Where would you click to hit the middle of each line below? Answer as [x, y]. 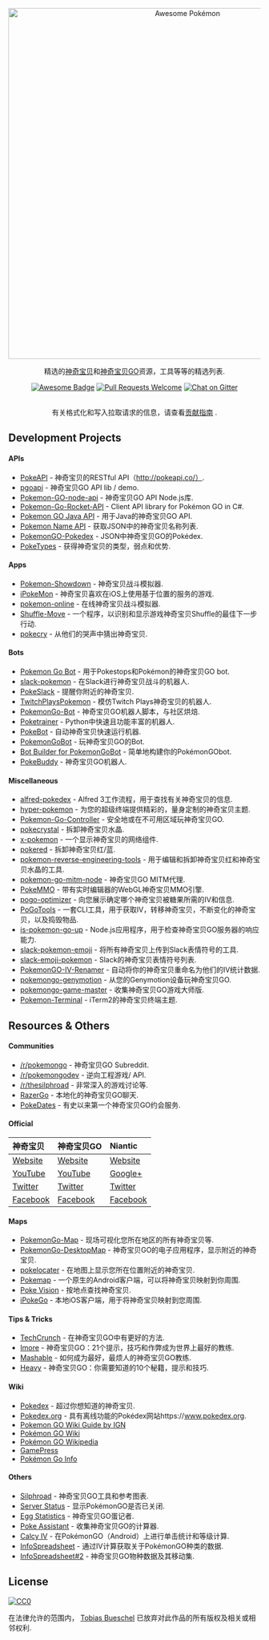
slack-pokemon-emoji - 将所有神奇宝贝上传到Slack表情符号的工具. [129, 950]
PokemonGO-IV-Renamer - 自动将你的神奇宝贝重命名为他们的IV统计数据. [140, 970]
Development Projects [65, 438]
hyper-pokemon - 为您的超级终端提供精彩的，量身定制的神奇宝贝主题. [135, 809]
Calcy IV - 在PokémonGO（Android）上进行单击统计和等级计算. [124, 1536]
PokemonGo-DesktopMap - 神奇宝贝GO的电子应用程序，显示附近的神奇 [139, 1250]
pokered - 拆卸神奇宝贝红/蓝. [68, 849]
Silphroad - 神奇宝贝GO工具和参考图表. [84, 1496]
